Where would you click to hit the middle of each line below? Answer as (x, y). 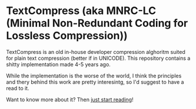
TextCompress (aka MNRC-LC (81, 11)
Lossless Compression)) (67, 36)
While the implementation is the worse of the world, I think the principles (94, 76)
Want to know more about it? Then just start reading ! (70, 99)
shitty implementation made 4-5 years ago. (58, 64)
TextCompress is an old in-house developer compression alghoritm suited (96, 52)
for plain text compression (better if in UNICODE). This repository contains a (98, 58)
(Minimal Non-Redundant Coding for (97, 23)
